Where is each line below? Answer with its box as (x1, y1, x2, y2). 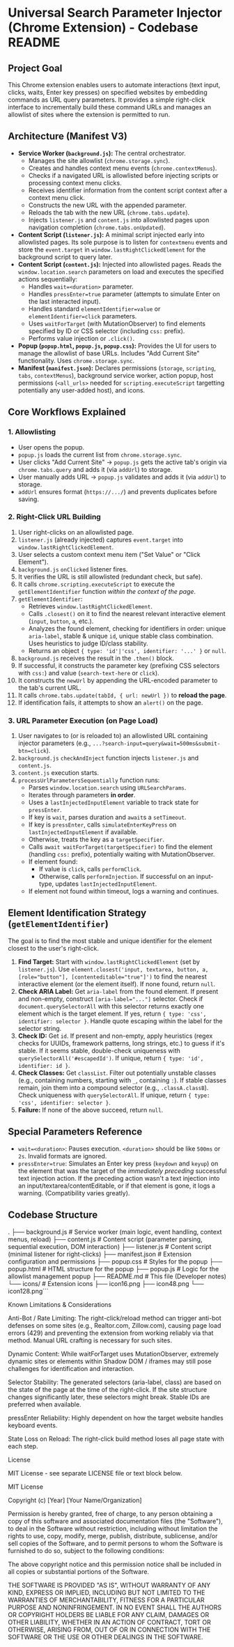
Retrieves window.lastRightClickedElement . (28, 602, 153, 611)
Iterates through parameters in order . (28, 791, 136, 799)
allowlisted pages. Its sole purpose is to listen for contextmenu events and (17, 238, 228, 246)
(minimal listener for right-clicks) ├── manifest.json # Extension (8, 1250, 192, 1258)
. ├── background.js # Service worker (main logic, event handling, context (8, 1227, 222, 1236)
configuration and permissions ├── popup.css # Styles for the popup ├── (8, 1257, 223, 1266)
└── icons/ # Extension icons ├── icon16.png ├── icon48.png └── (8, 1279, 204, 1287)
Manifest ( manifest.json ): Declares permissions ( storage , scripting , (17, 364, 217, 372)
